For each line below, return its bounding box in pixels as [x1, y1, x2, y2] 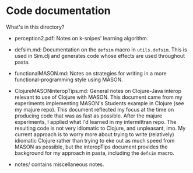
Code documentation [6, 4, 111, 18]
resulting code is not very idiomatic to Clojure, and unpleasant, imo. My [14, 124, 186, 132]
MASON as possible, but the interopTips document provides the [14, 143, 168, 150]
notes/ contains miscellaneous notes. [14, 161, 104, 168]
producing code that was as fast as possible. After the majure [14, 112, 163, 119]
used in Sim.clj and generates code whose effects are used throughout [14, 52, 185, 59]
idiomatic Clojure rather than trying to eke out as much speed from [14, 137, 175, 144]
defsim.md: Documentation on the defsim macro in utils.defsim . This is [14, 46, 188, 53]
